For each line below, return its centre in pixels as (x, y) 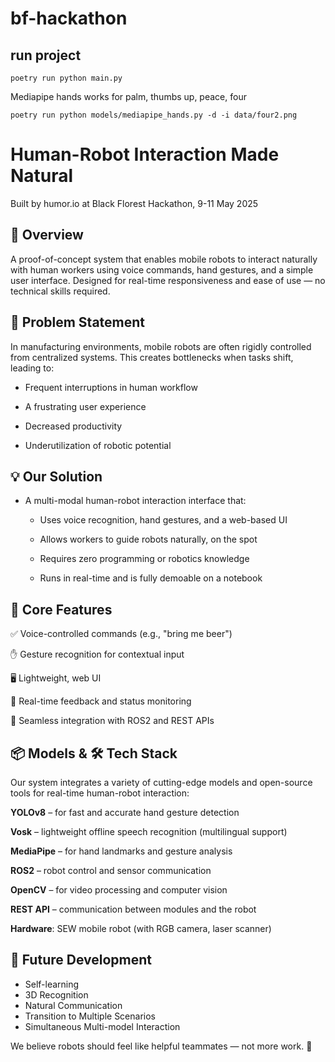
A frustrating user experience (85, 406)
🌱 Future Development (81, 960)
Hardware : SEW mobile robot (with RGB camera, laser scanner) (141, 928)
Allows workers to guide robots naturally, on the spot (148, 539)
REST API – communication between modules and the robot (133, 909)
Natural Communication (73, 1005)
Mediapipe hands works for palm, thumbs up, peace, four (128, 96)
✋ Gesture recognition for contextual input (97, 654)
